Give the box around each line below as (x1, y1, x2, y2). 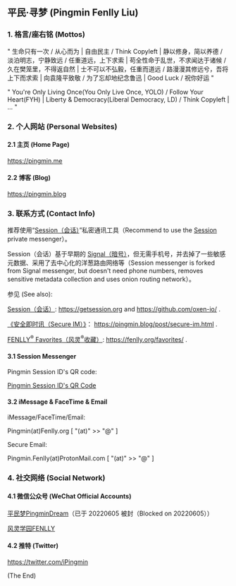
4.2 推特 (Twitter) (7, 542, 58, 550)
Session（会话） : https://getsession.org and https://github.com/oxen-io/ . (7, 305, 221, 313)
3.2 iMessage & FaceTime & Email (7, 397, 108, 406)
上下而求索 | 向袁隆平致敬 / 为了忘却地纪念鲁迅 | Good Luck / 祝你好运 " (7, 73, 214, 82)
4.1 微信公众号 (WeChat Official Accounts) (7, 491, 132, 500)
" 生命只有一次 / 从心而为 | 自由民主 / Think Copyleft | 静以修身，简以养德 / (7, 47, 223, 55)
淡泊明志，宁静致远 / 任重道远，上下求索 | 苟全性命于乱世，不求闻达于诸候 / (7, 56, 227, 64)
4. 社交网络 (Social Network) (7, 473, 106, 483)
